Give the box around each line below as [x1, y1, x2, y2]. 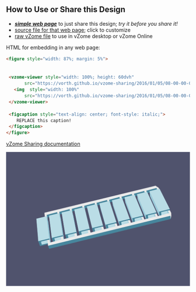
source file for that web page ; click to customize [14, 26, 131, 33]
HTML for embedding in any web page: [6, 44, 100, 51]
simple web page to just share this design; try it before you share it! [14, 20, 178, 27]
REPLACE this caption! [16, 117, 72, 123]
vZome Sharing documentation [6, 140, 80, 148]
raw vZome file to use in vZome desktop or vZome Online [14, 32, 153, 40]
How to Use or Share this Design [6, 5, 125, 15]
